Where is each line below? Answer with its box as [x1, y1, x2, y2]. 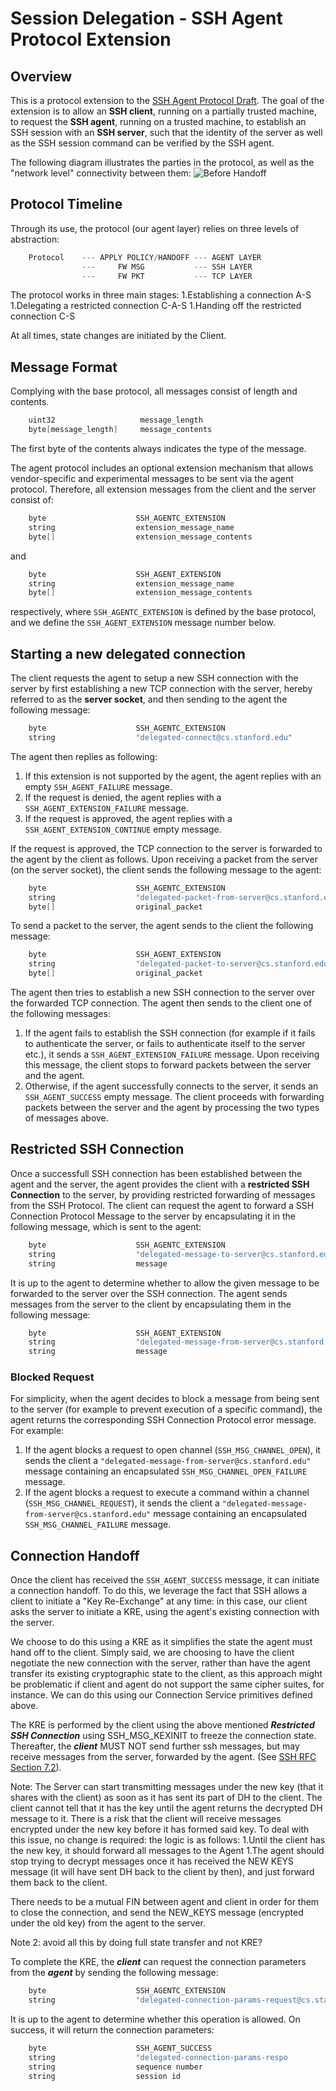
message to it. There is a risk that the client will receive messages [10, 1813, 282, 1825]
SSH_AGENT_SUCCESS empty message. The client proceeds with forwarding [24, 1091, 325, 1103]
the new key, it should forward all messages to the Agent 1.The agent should [10, 1845, 325, 1857]
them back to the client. [10, 1877, 108, 1889]
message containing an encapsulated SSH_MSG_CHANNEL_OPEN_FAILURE [24, 1465, 308, 1477]
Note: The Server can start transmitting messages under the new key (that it [10, 1781, 324, 1793]
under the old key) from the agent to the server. [10, 1917, 207, 1929]
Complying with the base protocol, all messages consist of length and [10, 385, 298, 397]
